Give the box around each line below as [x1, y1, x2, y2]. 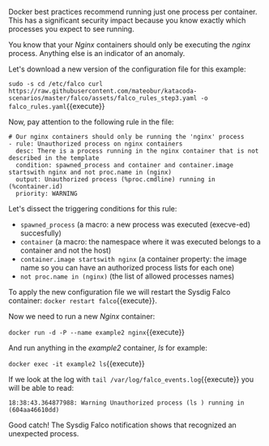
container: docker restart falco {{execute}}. [8, 296, 158, 305]
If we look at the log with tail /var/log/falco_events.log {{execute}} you [8, 375, 254, 384]
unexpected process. [8, 429, 79, 438]
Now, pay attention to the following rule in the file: [8, 117, 174, 127]
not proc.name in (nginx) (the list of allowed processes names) [19, 271, 235, 281]
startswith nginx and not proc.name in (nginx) [8, 168, 173, 176]
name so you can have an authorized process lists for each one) [19, 263, 235, 272]
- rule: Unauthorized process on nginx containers [8, 140, 183, 148]
